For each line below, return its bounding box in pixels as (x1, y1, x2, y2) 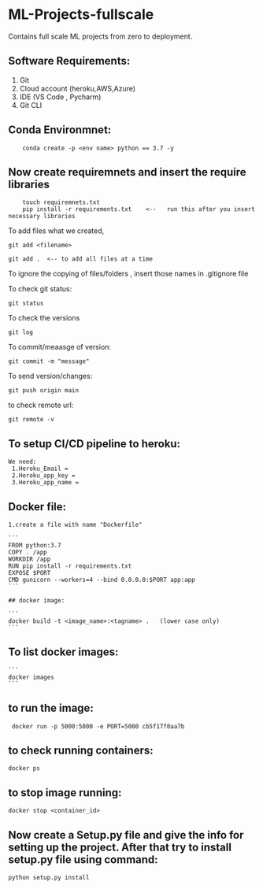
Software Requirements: (8, 54, 131, 68)
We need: (8, 458, 37, 466)
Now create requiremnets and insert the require (8, 165, 246, 179)
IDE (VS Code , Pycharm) (19, 92, 102, 102)
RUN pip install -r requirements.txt (8, 562, 132, 570)
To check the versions (8, 313, 80, 323)
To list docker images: (8, 646, 119, 659)
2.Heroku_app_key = (11, 472, 76, 480)
